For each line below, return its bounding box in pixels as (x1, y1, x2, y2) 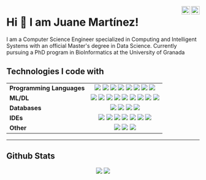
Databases (9, 103, 42, 112)
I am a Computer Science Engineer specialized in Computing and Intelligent (6, 36, 197, 43)
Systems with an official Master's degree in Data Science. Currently (6, 42, 177, 49)
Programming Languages (9, 83, 85, 92)
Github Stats (6, 151, 55, 162)
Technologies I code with (6, 66, 104, 77)
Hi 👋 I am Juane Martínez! (6, 15, 139, 29)
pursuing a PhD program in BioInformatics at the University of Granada (6, 48, 185, 56)
